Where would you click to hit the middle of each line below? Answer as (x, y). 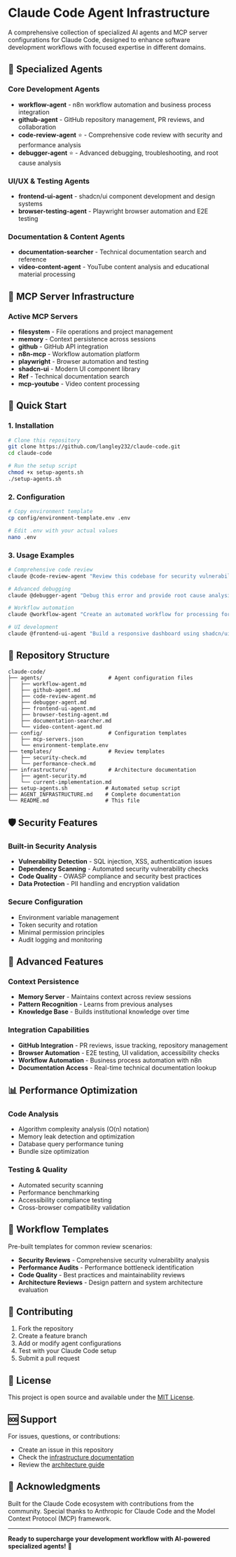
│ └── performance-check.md (52, 763)
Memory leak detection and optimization (76, 1136)
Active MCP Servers (43, 316)
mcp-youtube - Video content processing (79, 383)
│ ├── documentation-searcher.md (60, 721)
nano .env (22, 537)
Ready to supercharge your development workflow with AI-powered (109, 1538)
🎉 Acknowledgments (54, 1487)
